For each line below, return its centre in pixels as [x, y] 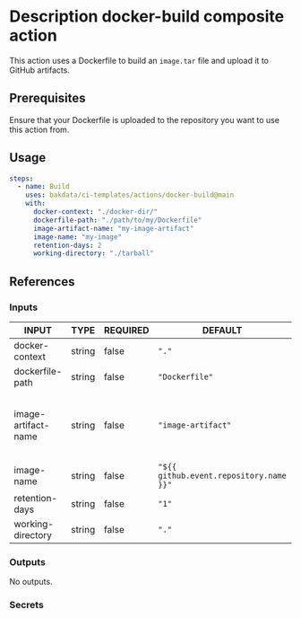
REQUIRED [126, 330]
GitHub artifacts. [39, 70]
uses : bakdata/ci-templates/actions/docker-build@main [130, 195]
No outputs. [31, 582]
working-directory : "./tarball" [93, 253]
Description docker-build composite [147, 17]
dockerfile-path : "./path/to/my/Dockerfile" [117, 220]
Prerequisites [47, 98]
